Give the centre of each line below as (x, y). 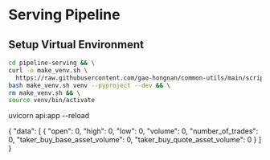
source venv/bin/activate (51, 101)
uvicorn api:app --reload (49, 116)
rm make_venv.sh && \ (45, 93)
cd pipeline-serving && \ (51, 63)
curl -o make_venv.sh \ (48, 70)
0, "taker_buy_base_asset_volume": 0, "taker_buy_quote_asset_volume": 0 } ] (135, 140)
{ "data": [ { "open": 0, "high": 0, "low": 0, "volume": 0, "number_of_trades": (133, 131)
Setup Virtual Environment (76, 45)
